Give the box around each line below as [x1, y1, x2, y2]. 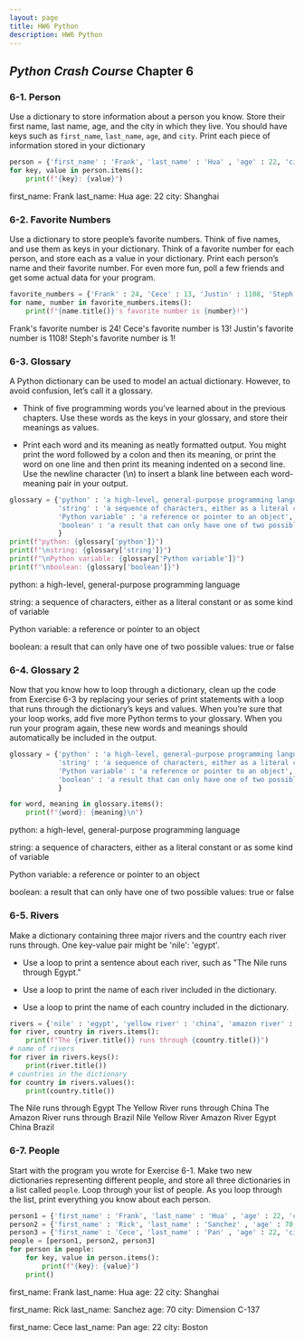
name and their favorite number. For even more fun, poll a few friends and [9, 262, 285, 273]
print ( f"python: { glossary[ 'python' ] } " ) [9, 537, 165, 547]
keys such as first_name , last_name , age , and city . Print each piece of [9, 130, 271, 141]
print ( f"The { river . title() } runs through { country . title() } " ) [25, 1036, 270, 1045]
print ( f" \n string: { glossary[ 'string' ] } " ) [9, 546, 172, 555]
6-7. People [9, 1145, 61, 1157]
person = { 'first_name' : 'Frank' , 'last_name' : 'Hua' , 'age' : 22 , [9, 157, 281, 167]
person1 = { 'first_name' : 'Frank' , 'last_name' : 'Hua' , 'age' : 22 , [9, 1211, 285, 1221]
